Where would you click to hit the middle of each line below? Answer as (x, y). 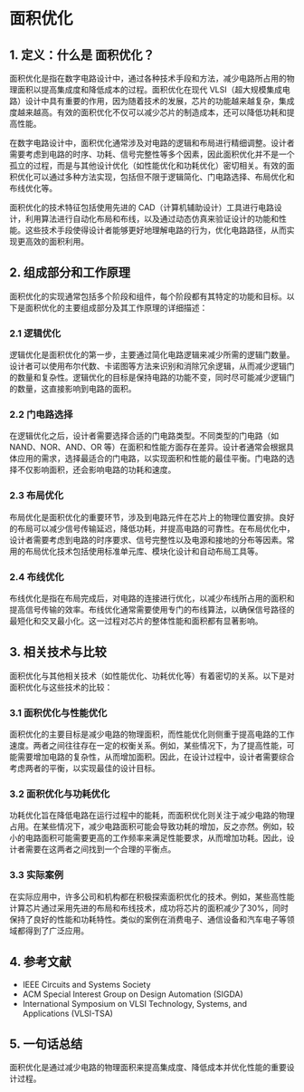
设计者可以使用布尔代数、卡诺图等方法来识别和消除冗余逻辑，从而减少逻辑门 (152, 366)
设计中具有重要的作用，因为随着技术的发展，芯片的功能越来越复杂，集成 (160, 101)
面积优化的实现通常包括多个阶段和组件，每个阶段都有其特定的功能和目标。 (148, 296)
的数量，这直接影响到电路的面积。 (73, 389)
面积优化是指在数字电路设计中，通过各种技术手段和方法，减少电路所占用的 (148, 78)
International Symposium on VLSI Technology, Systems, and (134, 1003)
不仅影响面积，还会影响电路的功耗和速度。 (96, 470)
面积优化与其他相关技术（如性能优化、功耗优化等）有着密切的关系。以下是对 (152, 675)
